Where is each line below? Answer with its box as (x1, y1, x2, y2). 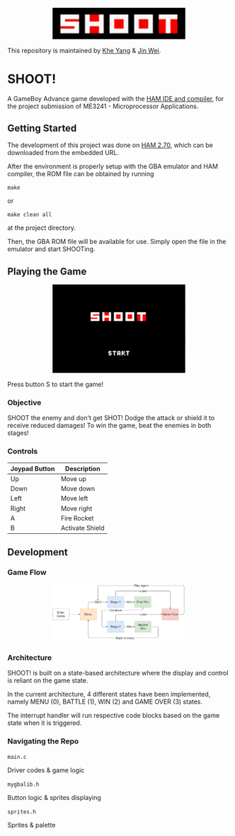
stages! (7, 429, 30, 437)
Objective (7, 397, 42, 407)
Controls (7, 446, 38, 456)
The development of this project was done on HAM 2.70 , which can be (7, 141, 214, 149)
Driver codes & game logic (7, 766, 85, 774)
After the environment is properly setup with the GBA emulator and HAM (7, 162, 218, 170)
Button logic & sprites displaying (7, 794, 101, 802)
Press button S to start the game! (7, 380, 104, 388)
